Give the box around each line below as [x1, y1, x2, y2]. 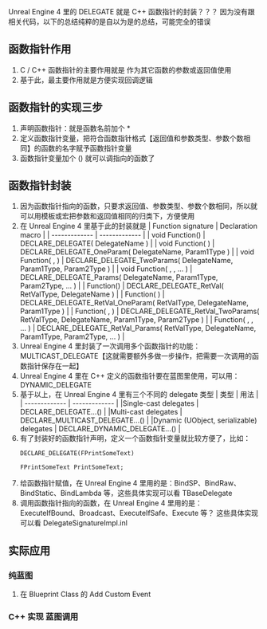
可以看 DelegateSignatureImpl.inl [19, 518, 128, 528]
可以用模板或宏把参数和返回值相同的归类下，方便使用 [19, 211, 195, 221]
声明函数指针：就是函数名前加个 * [19, 123, 131, 133]
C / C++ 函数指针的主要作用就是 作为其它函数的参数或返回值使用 [19, 65, 232, 74]
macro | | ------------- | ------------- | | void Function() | [19, 230, 206, 240]
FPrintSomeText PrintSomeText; [19, 463, 124, 472]
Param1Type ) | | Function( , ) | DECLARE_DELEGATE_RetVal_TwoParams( [19, 306, 260, 316]
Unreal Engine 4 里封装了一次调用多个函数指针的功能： [19, 341, 201, 351]
